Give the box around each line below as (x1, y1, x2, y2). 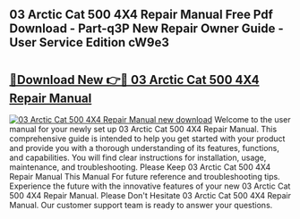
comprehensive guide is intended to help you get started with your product (9, 133, 286, 144)
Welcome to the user (214, 114, 291, 124)
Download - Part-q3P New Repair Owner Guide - (9, 21, 284, 37)
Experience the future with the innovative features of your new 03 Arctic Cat (9, 181, 291, 191)
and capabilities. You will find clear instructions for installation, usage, (9, 152, 267, 163)
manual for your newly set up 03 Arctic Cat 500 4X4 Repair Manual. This (9, 124, 278, 134)
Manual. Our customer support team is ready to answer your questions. (9, 200, 273, 210)
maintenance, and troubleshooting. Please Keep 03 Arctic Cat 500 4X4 (9, 162, 271, 173)
